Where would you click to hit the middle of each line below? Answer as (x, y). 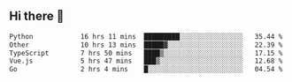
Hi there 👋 (37, 16)
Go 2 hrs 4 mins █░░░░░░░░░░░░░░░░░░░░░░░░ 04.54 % (146, 70)
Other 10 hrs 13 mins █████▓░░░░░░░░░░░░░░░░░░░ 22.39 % (146, 45)
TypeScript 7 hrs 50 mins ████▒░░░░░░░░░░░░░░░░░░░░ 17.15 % (146, 53)
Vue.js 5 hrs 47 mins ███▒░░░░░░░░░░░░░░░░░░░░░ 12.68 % (146, 61)
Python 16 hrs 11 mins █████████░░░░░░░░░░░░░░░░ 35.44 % (146, 36)
